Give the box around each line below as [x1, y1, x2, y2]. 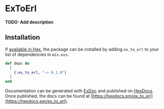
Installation [5, 33, 40, 42]
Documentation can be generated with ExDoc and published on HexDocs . [5, 88, 154, 94]
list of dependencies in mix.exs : [5, 51, 69, 57]
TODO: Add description [5, 19, 54, 25]
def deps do [5, 61, 29, 66]
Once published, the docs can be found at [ [5, 93, 93, 99]
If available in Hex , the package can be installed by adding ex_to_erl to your [5, 46, 159, 52]
